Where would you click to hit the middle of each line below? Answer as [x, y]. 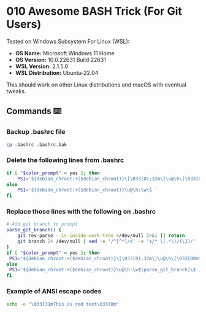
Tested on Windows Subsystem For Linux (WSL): [68, 41]
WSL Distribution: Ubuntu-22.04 [57, 72]
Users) [24, 24]
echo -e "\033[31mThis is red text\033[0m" [63, 304]
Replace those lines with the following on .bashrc [81, 212]
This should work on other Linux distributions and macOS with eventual [97, 85]
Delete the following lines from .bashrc [65, 160]
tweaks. [16, 91]
